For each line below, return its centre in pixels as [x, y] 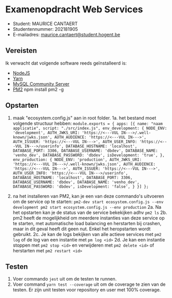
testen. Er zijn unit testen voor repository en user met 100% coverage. [87, 290]
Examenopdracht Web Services [74, 9]
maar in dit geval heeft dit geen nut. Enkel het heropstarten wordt [82, 229]
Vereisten [21, 51]
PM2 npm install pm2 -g [38, 89]
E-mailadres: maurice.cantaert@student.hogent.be [66, 34]
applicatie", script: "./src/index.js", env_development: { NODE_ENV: [90, 128]
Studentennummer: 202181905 [45, 29]
